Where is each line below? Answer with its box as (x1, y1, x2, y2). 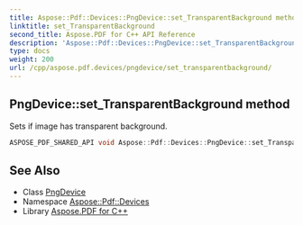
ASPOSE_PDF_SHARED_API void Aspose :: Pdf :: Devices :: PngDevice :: (9, 138, 252, 147)
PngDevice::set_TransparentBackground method (9, 96, 290, 112)
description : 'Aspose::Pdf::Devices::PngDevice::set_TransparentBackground (9, 38, 300, 48)
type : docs (9, 47, 50, 56)
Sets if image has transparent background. (9, 121, 169, 131)
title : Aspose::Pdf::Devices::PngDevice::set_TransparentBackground (9, 13, 272, 22)
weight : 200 (9, 55, 54, 64)
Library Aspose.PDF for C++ (22, 206, 129, 217)
